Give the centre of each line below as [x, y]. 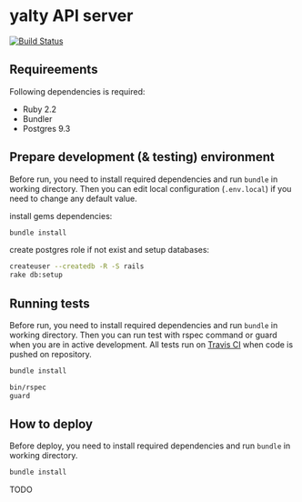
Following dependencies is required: [77, 91]
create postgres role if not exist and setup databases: [110, 250]
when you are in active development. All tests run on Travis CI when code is [151, 345]
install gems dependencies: [61, 216]
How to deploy [51, 424]
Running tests [50, 303]
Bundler [37, 118]
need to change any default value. [74, 198]
